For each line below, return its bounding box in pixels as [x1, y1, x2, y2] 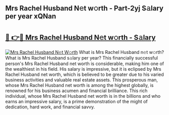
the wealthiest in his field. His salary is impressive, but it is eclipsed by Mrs [5, 66, 161, 72]
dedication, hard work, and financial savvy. [5, 104, 95, 110]
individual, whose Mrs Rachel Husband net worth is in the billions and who [5, 93, 161, 99]
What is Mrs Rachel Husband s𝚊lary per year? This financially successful [5, 55, 158, 61]
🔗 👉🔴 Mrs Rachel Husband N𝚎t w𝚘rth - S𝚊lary [5, 33, 156, 42]
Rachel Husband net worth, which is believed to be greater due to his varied [5, 71, 164, 77]
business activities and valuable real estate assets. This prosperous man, [5, 77, 158, 83]
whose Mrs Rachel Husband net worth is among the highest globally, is [5, 82, 154, 88]
